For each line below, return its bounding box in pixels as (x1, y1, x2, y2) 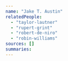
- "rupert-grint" (10, 24, 53, 31)
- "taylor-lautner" (10, 19, 58, 25)
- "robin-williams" (10, 35, 58, 41)
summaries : (5, 46, 32, 52)
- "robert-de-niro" (10, 30, 58, 36)
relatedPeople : (5, 14, 42, 20)
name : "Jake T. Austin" (5, 8, 63, 15)
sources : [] (5, 41, 34, 47)
